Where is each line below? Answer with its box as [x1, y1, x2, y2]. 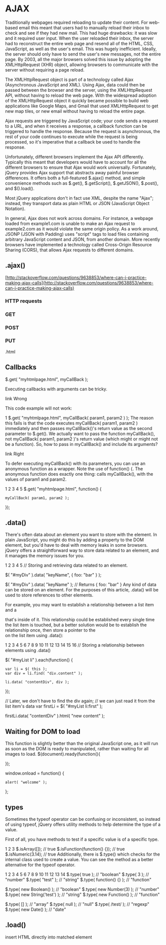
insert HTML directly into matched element [5, 934, 92, 940]
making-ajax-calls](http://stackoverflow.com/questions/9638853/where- [5, 280, 154, 286]
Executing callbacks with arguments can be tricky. [5, 386, 108, 392]
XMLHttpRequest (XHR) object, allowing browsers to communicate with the [5, 62, 159, 68]
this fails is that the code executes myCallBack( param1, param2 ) [5, 420, 138, 426]
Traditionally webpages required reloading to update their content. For [5, 19, 148, 25]
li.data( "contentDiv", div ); [5, 680, 70, 685]
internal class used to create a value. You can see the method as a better [5, 857, 154, 863]
